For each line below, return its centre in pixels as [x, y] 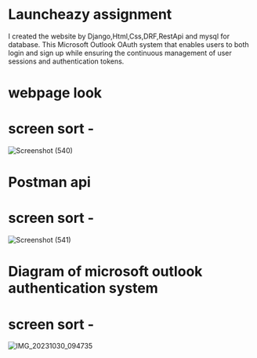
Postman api [50, 183]
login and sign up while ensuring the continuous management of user [120, 53]
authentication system [83, 289]
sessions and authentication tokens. [66, 61]
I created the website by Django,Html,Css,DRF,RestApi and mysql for [119, 36]
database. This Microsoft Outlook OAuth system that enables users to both [128, 44]
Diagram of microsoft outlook [105, 272]
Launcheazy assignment [90, 15]
